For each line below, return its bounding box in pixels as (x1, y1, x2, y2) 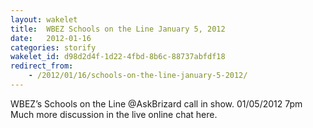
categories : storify (10, 42, 97, 53)
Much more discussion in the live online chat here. (10, 108, 218, 120)
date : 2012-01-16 (10, 33, 92, 43)
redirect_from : (10, 61, 74, 71)
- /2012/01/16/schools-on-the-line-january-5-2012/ (28, 71, 248, 81)
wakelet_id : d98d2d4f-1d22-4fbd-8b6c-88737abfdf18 (10, 52, 226, 62)
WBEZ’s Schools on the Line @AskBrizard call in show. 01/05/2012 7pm (10, 97, 303, 110)
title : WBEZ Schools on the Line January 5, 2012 (10, 24, 226, 34)
